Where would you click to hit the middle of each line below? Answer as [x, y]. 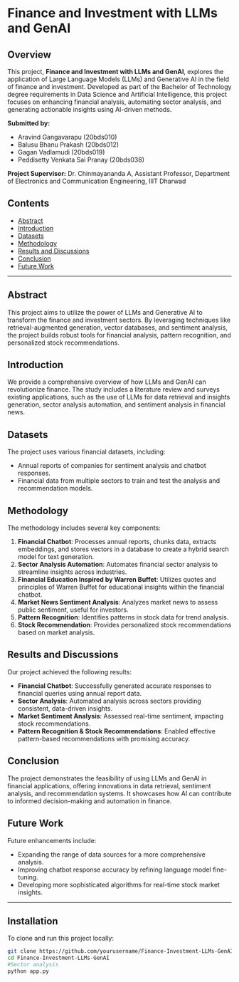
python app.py [28, 971]
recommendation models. [55, 489]
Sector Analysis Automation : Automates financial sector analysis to [118, 565]
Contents [28, 203]
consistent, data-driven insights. [65, 708]
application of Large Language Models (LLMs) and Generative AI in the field [118, 79]
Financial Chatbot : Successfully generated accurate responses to [115, 686]
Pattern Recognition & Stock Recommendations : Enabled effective [116, 731]
